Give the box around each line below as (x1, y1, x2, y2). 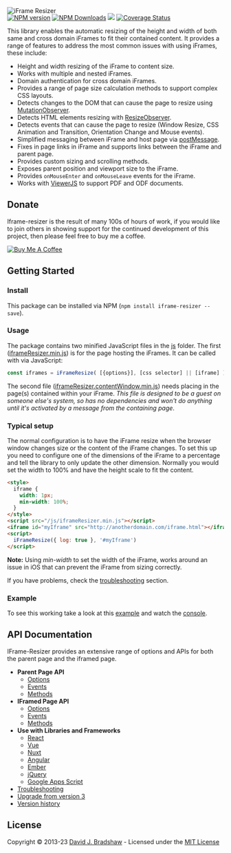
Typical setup (7, 421, 54, 431)
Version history (16, 799, 60, 808)
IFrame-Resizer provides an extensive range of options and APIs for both (7, 647, 214, 656)
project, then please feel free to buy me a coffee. (7, 232, 146, 240)
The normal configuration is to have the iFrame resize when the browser (7, 436, 212, 444)
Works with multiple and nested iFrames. (16, 69, 133, 78)
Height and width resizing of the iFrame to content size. (16, 62, 175, 70)
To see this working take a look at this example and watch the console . (7, 609, 208, 617)
